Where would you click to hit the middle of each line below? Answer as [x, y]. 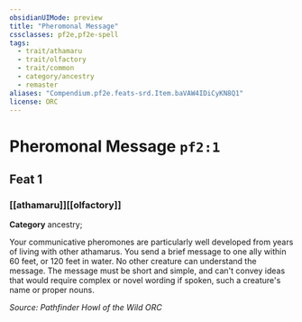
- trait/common [46, 69]
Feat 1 [26, 179]
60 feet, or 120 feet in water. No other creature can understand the [133, 262]
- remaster [38, 85]
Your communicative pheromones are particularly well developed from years [151, 242]
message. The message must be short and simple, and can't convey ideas [147, 271]
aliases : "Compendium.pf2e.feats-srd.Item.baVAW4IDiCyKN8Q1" [127, 93]
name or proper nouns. [52, 290]
